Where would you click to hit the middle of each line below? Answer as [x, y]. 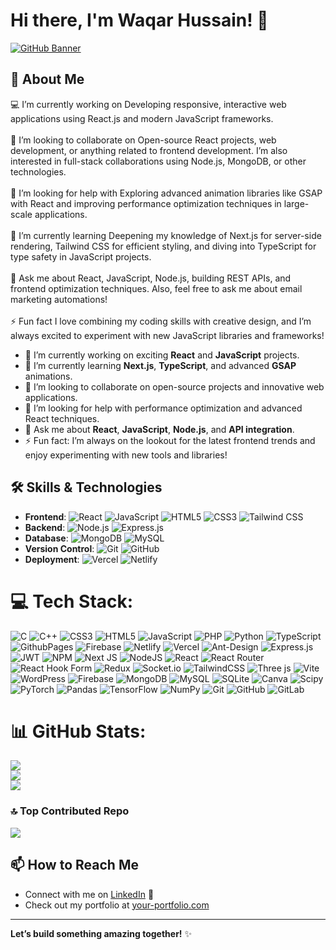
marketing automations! [59, 299]
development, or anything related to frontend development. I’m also [149, 150]
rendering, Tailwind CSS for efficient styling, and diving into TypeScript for [163, 246]
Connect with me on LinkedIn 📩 [89, 894]
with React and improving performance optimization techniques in [146, 203]
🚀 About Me [47, 79]
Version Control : [59, 548]
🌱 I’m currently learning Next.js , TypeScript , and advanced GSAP [160, 365]
